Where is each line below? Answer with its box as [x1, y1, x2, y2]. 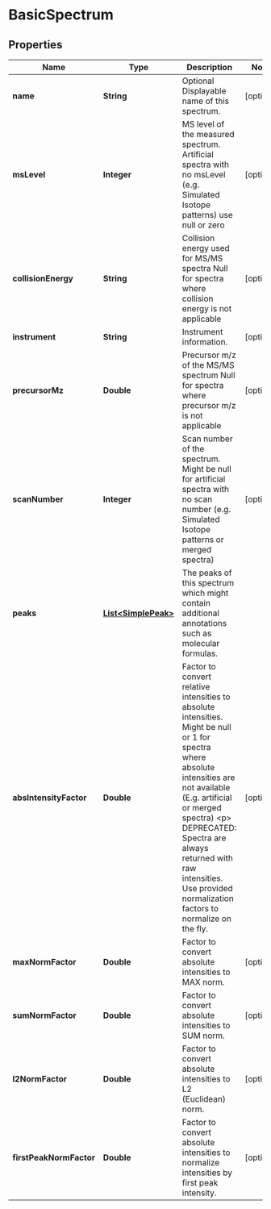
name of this [181, 95, 230, 106]
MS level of [181, 119, 225, 130]
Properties [8, 38, 63, 52]
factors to [181, 903, 219, 914]
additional [181, 607, 220, 619]
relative [181, 682, 211, 692]
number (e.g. [181, 504, 231, 515]
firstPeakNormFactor [12, 1152, 95, 1163]
